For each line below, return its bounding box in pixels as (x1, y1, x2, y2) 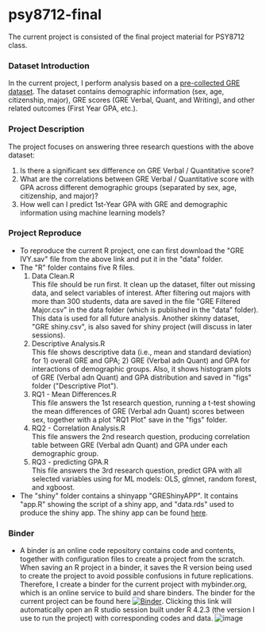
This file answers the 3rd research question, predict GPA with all (31, 465, 242, 475)
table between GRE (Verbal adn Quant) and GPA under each (31, 440, 228, 450)
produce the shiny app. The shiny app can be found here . (19, 508, 208, 517)
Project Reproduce (8, 228, 82, 239)
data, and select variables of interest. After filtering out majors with (31, 288, 251, 298)
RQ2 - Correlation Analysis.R (31, 423, 125, 433)
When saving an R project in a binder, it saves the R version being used (19, 563, 253, 572)
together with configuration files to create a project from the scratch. (19, 555, 245, 564)
